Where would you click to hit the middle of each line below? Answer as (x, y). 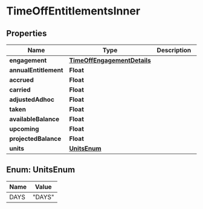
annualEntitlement (36, 70)
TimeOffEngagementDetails (110, 60)
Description (174, 50)
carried (20, 90)
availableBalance (34, 119)
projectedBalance (35, 139)
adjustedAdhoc (32, 99)
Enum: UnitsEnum (41, 170)
